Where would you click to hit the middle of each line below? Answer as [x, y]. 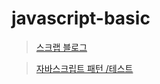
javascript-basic [81, 18]
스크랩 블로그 [61, 47]
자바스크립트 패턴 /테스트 [84, 68]
